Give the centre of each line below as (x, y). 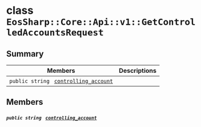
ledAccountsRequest (55, 33)
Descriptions (138, 71)
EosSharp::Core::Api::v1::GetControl (101, 22)
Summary (25, 54)
